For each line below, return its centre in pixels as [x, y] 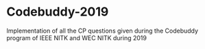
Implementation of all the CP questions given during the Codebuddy [102, 31]
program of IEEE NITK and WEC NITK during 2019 [76, 37]
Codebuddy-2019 [58, 12]
